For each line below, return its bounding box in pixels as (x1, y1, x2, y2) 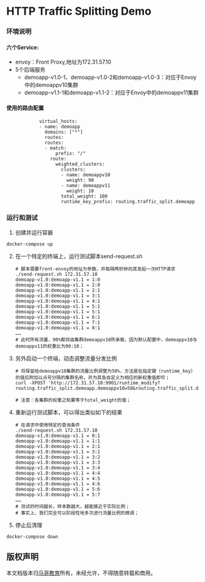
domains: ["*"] (45, 129, 84, 135)
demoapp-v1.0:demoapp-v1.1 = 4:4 (15, 470, 101, 476)
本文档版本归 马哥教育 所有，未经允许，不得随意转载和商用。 (6, 569, 156, 576)
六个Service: (6, 43, 39, 51)
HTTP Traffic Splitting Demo (6, 4, 151, 18)
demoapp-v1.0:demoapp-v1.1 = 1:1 (15, 438, 101, 444)
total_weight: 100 (60, 193, 108, 200)
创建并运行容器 (15, 228, 53, 236)
